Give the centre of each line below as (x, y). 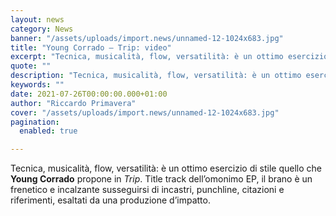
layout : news (37, 19)
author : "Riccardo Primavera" (73, 103)
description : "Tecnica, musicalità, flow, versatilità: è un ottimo (156, 76)
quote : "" (31, 66)
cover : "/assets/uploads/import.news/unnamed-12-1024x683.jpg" (145, 112)
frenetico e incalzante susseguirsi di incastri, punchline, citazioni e (147, 190)
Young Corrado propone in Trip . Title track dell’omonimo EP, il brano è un (161, 179)
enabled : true (48, 131)
